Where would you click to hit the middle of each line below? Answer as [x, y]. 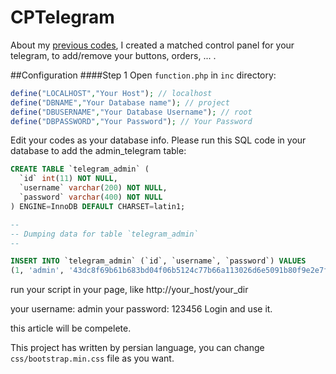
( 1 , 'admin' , [37, 271]
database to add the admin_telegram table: [98, 151]
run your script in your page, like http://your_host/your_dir [129, 290]
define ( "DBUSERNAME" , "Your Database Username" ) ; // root [131, 112]
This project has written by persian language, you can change [137, 348]
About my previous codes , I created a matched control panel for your [152, 45]
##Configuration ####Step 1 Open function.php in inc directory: [143, 75]
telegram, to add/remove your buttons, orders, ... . [113, 55]
